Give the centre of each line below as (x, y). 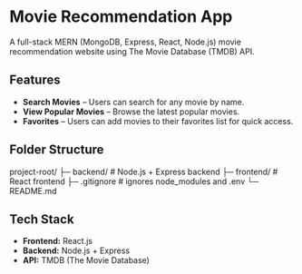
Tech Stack (42, 219)
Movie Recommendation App (121, 17)
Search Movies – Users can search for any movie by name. (133, 102)
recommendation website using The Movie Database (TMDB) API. (132, 51)
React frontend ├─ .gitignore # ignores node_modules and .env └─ (134, 181)
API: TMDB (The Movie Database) (86, 260)
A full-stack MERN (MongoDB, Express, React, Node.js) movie (126, 42)
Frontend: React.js (58, 241)
